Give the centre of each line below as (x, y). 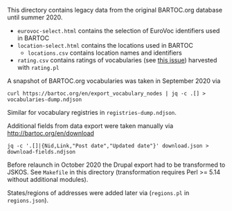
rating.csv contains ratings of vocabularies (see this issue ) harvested (117, 60)
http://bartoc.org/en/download (51, 133)
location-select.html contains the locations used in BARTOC (105, 45)
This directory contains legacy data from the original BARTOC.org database (115, 10)
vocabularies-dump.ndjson (44, 100)
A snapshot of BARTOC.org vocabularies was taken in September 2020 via (114, 81)
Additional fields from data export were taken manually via (90, 126)
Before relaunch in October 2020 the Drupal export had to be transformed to (116, 165)
